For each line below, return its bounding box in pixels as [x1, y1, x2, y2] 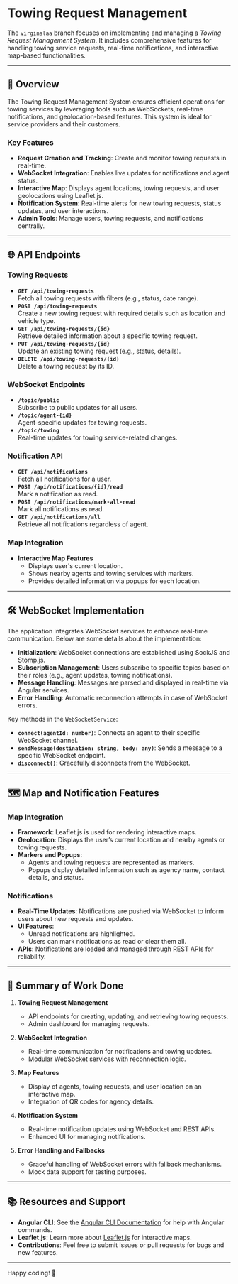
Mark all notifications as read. [17, 505, 105, 513]
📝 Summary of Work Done [7, 979, 124, 991]
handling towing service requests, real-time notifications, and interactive [7, 43, 219, 52]
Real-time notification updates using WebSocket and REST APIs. [28, 1125, 216, 1133]
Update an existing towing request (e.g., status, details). [17, 347, 181, 355]
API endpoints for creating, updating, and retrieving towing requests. [28, 1012, 229, 1021]
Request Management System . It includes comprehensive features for [7, 36, 212, 44]
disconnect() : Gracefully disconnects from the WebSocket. [17, 758, 191, 768]
